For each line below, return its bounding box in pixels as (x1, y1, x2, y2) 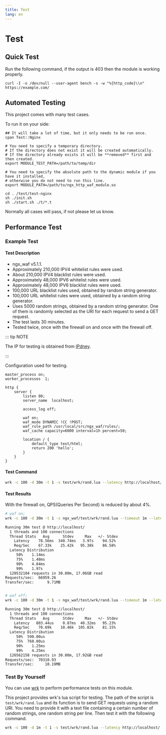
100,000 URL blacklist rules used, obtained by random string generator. (12, 287, 158, 293)
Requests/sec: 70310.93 (5, 657, 56, 662)
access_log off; (23, 407, 56, 412)
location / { (23, 437, 50, 442)
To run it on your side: (5, 121, 50, 127)
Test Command (5, 469, 38, 475)
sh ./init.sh (5, 196, 32, 201)
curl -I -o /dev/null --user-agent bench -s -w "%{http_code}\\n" (5, 81, 145, 86)
